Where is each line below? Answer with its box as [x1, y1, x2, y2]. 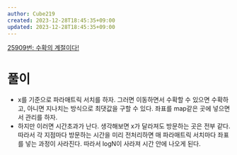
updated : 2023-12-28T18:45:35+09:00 [7, 23, 115, 30]
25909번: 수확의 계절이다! [7, 44, 80, 52]
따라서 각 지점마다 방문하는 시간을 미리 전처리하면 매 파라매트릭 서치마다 [17, 131, 216, 139]
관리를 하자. [25, 113, 58, 122]
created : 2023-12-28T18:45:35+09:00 [7, 17, 115, 24]
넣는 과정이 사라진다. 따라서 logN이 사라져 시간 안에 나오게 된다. [25, 139, 202, 148]
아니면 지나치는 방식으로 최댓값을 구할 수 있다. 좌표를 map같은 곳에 [27, 104, 212, 113]
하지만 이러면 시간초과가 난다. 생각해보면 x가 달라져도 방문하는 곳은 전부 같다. [17, 122, 231, 130]
